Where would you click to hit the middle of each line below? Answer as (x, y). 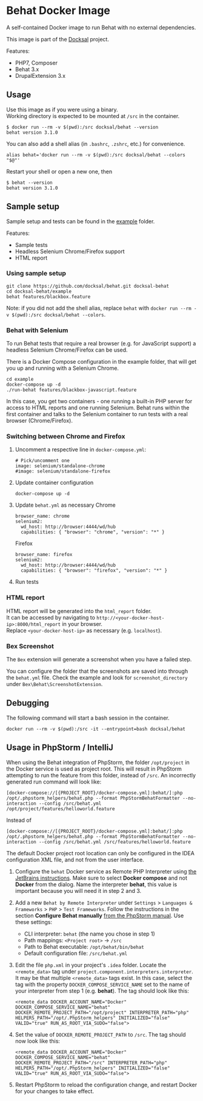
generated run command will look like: (54, 782)
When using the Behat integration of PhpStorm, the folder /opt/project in (98, 762)
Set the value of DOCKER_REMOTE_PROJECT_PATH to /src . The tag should (100, 1034)
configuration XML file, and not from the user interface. (75, 860)
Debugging (28, 703)
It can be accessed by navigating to (51, 617)
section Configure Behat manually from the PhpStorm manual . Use (99, 915)
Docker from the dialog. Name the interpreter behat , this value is (96, 884)
